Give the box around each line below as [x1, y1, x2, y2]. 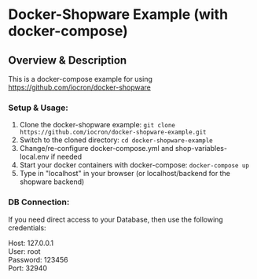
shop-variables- [175, 144, 228, 153]
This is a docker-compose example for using [8, 75, 153, 83]
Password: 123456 [8, 255, 68, 264]
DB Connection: [8, 196, 70, 207]
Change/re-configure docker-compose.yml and [19, 144, 174, 153]
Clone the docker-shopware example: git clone [19, 120, 175, 130]
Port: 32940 [8, 263, 48, 273]
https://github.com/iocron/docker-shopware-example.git [19, 128, 207, 137]
